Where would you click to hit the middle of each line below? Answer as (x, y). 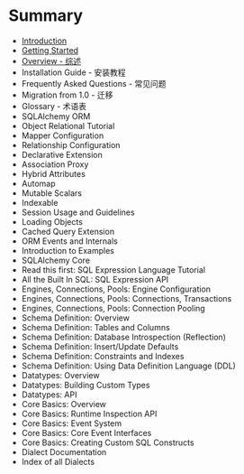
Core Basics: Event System (72, 423)
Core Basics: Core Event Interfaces (86, 432)
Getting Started (50, 50)
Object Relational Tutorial (68, 125)
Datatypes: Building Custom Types (86, 385)
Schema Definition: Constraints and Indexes (103, 356)
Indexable (40, 202)
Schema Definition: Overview (75, 318)
